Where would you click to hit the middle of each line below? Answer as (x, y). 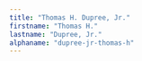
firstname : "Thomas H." (54, 26)
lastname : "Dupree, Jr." (56, 34)
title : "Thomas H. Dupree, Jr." (70, 17)
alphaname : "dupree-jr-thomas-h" (72, 43)
